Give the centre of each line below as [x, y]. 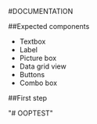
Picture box [38, 58]
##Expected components [49, 26]
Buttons [32, 74]
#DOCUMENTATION [41, 11]
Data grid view [43, 66]
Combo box [38, 83]
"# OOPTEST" [31, 113]
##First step [28, 98]
